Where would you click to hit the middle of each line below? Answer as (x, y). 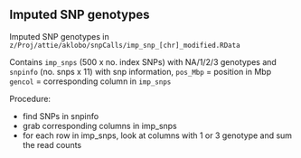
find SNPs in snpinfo (61, 116)
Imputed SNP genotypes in (60, 36)
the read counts (52, 144)
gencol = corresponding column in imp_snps (90, 81)
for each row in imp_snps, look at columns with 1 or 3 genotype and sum (157, 135)
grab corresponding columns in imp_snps (100, 125)
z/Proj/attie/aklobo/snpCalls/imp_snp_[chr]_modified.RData (125, 45)
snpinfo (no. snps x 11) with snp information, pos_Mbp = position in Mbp (141, 71)
